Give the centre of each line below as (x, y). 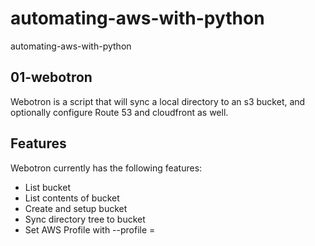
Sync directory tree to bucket (85, 219)
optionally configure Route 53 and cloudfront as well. (119, 112)
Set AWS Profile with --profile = (90, 229)
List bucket (47, 187)
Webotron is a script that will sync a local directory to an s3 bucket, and (158, 101)
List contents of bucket (72, 198)
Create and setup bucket (76, 208)
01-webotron (51, 77)
